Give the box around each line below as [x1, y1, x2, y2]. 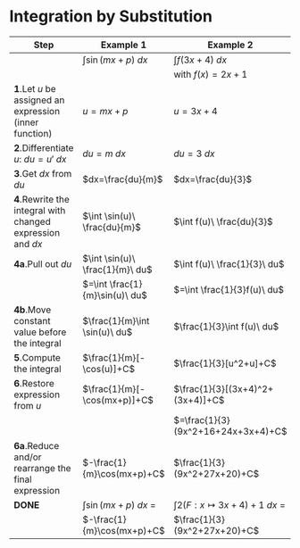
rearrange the [13, 461, 71, 474]
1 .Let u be [13, 82, 56, 95]
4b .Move [13, 303, 52, 316]
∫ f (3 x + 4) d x [173, 54, 228, 66]
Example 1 [101, 38, 147, 51]
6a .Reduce [13, 439, 60, 452]
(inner [13, 116, 39, 129]
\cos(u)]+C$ [82, 362, 136, 375]
